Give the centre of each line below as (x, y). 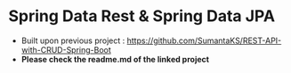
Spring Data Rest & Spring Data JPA (142, 16)
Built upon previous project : (73, 40)
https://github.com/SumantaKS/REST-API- (204, 40)
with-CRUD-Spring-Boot (66, 49)
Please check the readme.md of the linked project (115, 59)
